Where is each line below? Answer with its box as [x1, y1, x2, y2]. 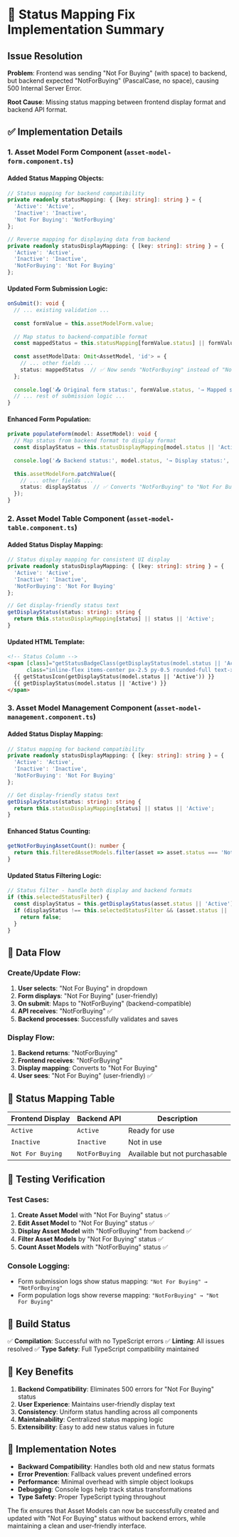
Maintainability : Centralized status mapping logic [17, 1414, 164, 1424]
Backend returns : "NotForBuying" [17, 1049, 119, 1057]
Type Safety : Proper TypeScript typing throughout [17, 1492, 166, 1501]
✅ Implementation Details [7, 126, 123, 138]
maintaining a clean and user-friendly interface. [7, 1521, 147, 1530]
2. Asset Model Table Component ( [7, 513, 129, 523]
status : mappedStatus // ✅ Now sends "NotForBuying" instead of [20, 366, 219, 373]
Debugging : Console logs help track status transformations [17, 1485, 192, 1494]
